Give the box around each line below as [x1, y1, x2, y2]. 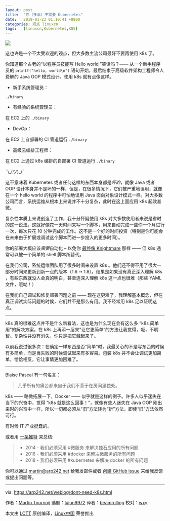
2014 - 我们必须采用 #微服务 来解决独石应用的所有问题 [25, 445, 139, 451]
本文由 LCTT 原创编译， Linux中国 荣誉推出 [5, 510, 94, 516]
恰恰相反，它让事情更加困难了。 [14, 356, 81, 363]
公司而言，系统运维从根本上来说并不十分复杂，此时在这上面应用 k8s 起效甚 [5, 198, 162, 205]
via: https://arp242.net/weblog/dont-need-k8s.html [5, 489, 112, 495]
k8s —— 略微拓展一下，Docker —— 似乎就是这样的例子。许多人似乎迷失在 [5, 393, 161, 399]
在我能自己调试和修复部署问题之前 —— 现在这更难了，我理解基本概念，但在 [5, 292, 163, 298]
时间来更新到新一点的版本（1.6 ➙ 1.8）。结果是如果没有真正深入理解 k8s [14, 269, 163, 275]
